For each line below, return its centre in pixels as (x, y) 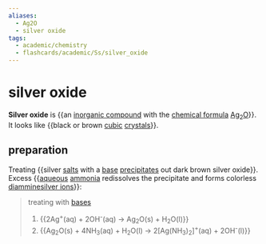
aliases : (23, 16)
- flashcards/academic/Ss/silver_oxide (82, 53)
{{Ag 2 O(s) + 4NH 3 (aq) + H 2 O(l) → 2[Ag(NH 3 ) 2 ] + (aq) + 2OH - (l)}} (145, 231)
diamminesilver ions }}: (45, 186)
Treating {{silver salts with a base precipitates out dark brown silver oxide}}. (133, 170)
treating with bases (60, 202)
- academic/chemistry (52, 46)
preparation (38, 150)
